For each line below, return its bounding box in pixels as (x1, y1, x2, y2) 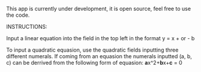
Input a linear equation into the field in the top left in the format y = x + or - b (6, 35, 195, 41)
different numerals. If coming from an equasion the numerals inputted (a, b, (6, 53, 192, 59)
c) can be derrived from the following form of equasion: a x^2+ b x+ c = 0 (6, 59, 183, 66)
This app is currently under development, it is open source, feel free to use (6, 5, 191, 12)
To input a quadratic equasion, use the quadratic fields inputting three (6, 46, 179, 53)
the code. (6, 11, 30, 19)
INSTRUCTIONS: (6, 23, 47, 30)
